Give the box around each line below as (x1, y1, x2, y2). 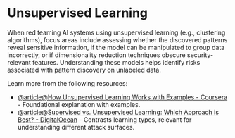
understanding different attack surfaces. (17, 123, 135, 131)
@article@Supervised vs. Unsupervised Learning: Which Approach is (17, 108, 220, 116)
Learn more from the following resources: (7, 79, 128, 87)
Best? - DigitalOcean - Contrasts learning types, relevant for (17, 115, 192, 124)
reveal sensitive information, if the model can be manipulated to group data (7, 43, 225, 51)
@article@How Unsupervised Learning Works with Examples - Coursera (17, 93, 228, 101)
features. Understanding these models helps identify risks (32, 58, 201, 66)
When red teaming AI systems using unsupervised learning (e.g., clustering (7, 28, 226, 37)
